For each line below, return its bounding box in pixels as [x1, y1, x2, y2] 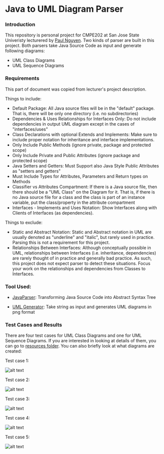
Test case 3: [5, 396, 30, 402]
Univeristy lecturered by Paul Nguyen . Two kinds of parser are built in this [5, 37, 155, 43]
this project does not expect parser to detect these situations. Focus [12, 260, 151, 266]
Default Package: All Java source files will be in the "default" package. [12, 105, 155, 111]
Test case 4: [5, 415, 30, 421]
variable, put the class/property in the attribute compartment [12, 199, 135, 205]
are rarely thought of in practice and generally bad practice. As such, [12, 255, 152, 261]
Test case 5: [5, 434, 30, 440]
